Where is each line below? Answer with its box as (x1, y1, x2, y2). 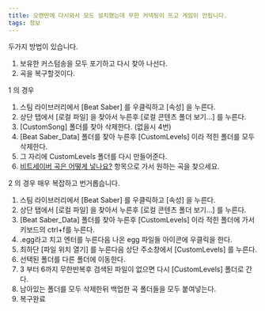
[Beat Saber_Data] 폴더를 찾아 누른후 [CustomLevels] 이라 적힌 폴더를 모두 (19, 131, 256, 141)
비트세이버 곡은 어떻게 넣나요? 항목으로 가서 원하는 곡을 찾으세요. (19, 161, 220, 171)
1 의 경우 (8, 85, 35, 95)
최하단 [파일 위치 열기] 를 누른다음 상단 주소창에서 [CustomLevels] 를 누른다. (19, 245, 257, 254)
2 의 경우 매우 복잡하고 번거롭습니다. (8, 178, 120, 188)
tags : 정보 (8, 19, 41, 27)
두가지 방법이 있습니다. (8, 41, 78, 51)
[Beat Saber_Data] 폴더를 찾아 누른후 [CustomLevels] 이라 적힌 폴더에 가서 (19, 214, 256, 224)
